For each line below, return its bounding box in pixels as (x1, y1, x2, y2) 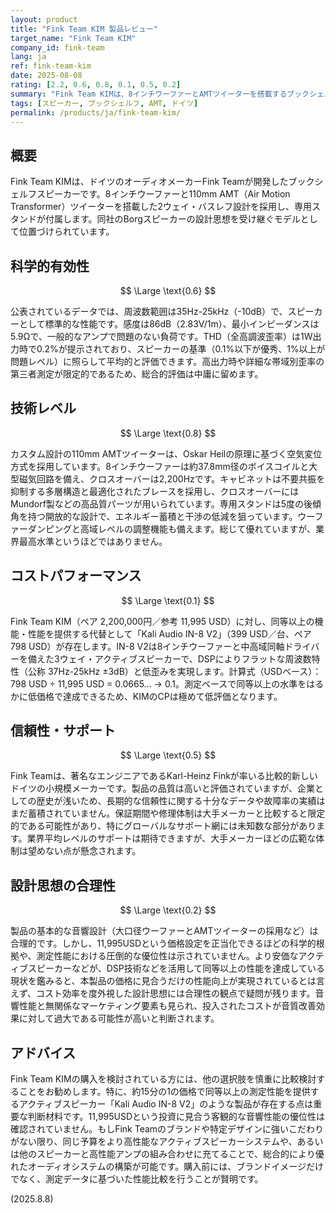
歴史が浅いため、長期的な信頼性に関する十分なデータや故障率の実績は (36, 795, 326, 807)
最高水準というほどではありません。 (18, 535, 168, 547)
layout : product (10, 14, 78, 25)
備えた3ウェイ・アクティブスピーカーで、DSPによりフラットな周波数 (27, 652, 312, 665)
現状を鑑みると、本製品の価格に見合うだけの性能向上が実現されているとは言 (10, 975, 326, 987)
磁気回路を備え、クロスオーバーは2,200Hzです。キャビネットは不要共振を (18, 472, 326, 485)
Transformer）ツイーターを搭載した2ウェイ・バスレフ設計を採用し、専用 (10, 201, 312, 213)
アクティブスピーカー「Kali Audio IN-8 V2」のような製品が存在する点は (18, 1098, 314, 1110)
